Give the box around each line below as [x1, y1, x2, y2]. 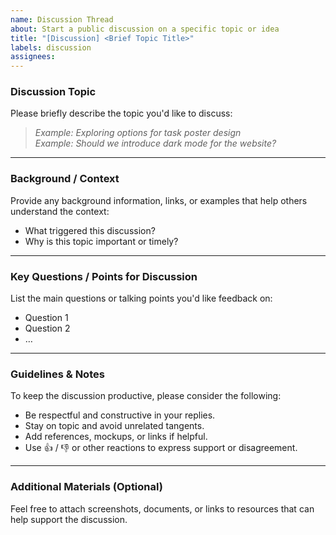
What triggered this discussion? [24, 224, 156, 236]
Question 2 [24, 322, 71, 335]
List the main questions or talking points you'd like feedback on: [10, 292, 273, 305]
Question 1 [24, 312, 69, 324]
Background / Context [10, 172, 120, 186]
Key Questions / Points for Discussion [10, 269, 198, 283]
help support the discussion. [10, 513, 128, 525]
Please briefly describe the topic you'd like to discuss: [10, 107, 233, 120]
